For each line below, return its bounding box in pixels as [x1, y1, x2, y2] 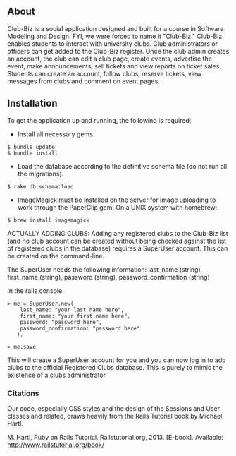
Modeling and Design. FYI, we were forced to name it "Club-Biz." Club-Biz [7, 32, 223, 40]
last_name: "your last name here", [20, 306, 125, 313]
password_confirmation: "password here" [20, 325, 140, 332]
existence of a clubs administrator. [7, 371, 108, 379]
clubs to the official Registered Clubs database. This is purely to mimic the [7, 363, 223, 371]
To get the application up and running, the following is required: [7, 116, 192, 124]
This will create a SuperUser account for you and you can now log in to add [7, 356, 227, 364]
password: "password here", [20, 318, 102, 325]
